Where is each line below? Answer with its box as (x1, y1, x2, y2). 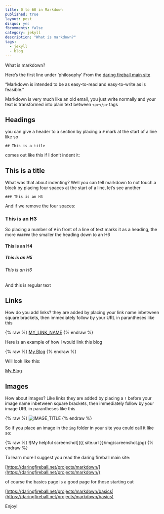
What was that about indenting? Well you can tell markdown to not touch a (5, 180, 157, 186)
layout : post (5, 16, 32, 21)
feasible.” (5, 86, 25, 92)
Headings (5, 116, 36, 124)
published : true (5, 12, 39, 17)
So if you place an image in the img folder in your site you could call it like (5, 425, 154, 431)
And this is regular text (5, 282, 51, 288)
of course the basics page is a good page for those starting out (5, 479, 134, 485)
